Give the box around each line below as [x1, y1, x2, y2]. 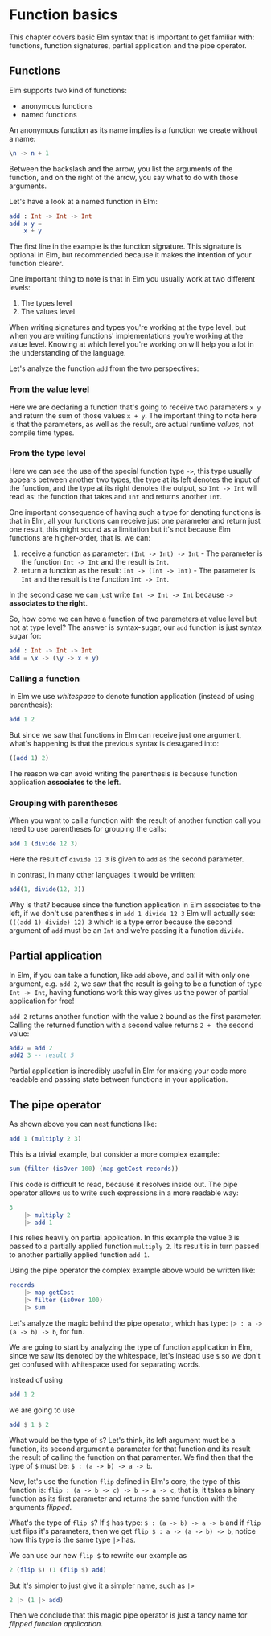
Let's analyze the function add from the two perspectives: [9, 364, 199, 373]
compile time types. [9, 428, 75, 438]
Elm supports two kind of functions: [9, 85, 127, 95]
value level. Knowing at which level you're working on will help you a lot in [9, 339, 254, 349]
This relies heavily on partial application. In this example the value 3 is [9, 1233, 240, 1243]
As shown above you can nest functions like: [9, 1120, 158, 1129]
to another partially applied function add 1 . [9, 1250, 150, 1260]
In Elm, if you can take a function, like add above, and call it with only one [9, 970, 250, 980]
